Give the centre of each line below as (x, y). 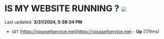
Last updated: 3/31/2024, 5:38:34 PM (43, 22)
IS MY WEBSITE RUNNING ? (62, 9)
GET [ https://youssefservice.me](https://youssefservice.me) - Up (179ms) (85, 31)
